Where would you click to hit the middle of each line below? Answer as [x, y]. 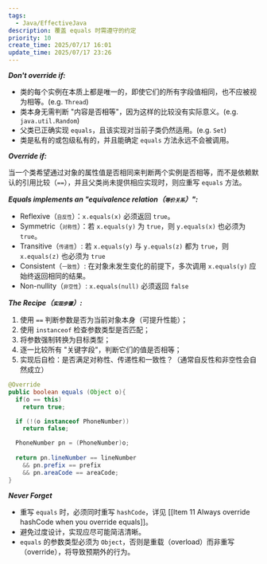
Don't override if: [37, 75]
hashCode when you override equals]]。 [86, 522]
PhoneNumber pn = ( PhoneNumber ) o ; [72, 443]
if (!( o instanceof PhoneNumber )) [72, 421]
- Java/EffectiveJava [51, 23]
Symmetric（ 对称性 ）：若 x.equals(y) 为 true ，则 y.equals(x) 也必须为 [133, 226]
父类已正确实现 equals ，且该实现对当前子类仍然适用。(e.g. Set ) [123, 130]
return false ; [46, 429]
